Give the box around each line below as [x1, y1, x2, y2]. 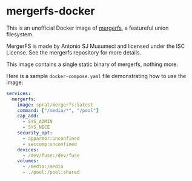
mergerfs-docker [6, 4, 95, 18]
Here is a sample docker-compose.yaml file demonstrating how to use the [6, 72, 187, 79]
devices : [17, 146, 39, 153]
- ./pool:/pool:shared [22, 169, 80, 176]
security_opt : [17, 130, 53, 136]
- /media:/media [22, 163, 64, 170]
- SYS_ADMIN [22, 119, 53, 125]
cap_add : [17, 113, 39, 119]
